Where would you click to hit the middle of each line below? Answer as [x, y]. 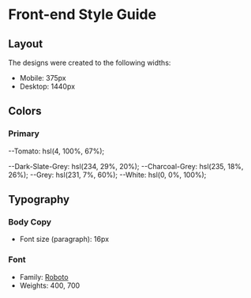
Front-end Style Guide [82, 15]
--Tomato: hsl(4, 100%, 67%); [56, 151]
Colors [25, 111]
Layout [26, 44]
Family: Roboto [44, 277]
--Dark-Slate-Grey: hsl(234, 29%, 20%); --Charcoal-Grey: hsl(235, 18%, [126, 166]
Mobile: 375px [43, 78]
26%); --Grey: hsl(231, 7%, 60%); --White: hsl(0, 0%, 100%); [107, 175]
